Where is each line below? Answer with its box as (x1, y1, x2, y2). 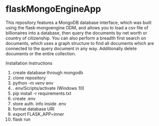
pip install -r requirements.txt (12, 90, 71, 96)
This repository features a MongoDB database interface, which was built (5, 20, 152, 25)
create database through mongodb (12, 69, 83, 75)
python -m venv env (12, 80, 53, 86)
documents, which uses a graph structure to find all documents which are (5, 40, 154, 46)
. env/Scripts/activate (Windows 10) (12, 85, 85, 91)
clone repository (12, 75, 46, 81)
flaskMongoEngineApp (5, 3, 101, 15)
